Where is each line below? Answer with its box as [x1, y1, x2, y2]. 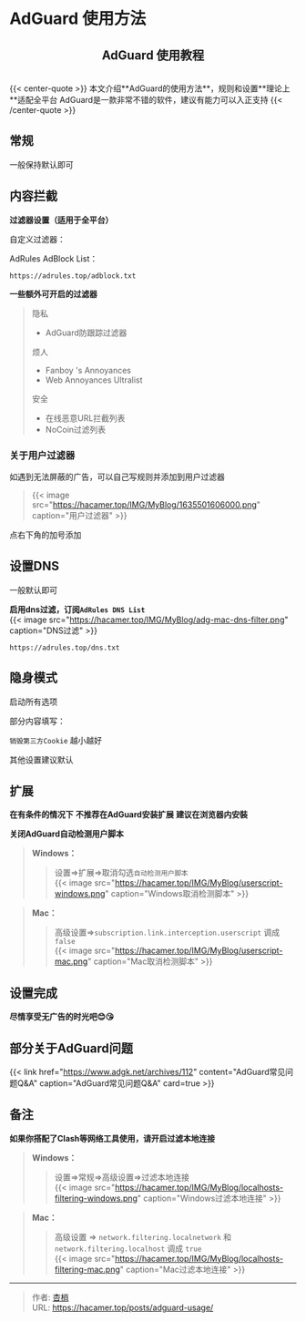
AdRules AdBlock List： [9, 252, 98, 264]
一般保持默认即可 [9, 159, 74, 169]
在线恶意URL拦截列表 [45, 412, 126, 424]
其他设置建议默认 [9, 753, 74, 765]
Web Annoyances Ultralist [45, 374, 143, 385]
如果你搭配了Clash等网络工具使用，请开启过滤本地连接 [9, 1132, 216, 1143]
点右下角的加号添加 [9, 529, 82, 540]
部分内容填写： [9, 715, 66, 726]
